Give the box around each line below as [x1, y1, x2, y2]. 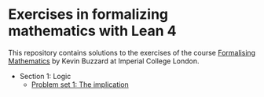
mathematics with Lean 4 [8, 22, 177, 40]
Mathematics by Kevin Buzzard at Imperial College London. [8, 56, 200, 66]
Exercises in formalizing [8, 5, 169, 23]
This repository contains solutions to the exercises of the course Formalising [8, 48, 256, 57]
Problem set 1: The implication [31, 80, 130, 89]
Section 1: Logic [19, 71, 71, 81]
